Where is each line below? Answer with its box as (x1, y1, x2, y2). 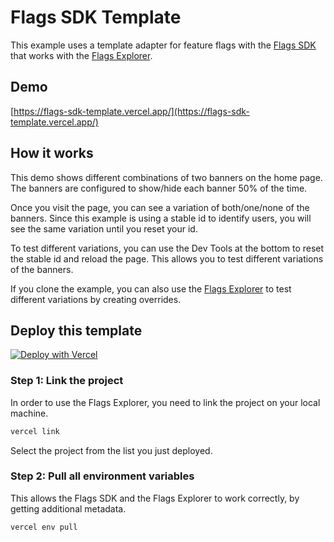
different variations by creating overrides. (10, 293, 182, 305)
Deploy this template (10, 322, 143, 339)
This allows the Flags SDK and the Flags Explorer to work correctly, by (10, 492, 300, 504)
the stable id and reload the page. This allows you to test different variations (10, 252, 324, 265)
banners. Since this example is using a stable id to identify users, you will (10, 212, 312, 224)
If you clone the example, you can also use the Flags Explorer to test (10, 282, 292, 295)
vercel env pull (10, 522, 78, 532)
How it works (10, 145, 94, 162)
